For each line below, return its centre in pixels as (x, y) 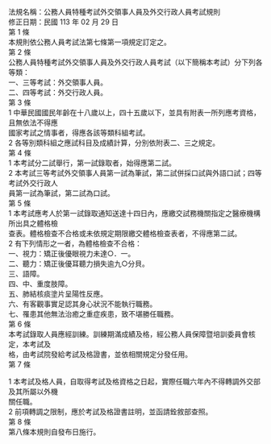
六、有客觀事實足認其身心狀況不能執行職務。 (83, 304)
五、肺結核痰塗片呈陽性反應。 (58, 294)
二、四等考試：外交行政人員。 (58, 92)
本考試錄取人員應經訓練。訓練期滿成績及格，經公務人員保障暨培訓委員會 (128, 334)
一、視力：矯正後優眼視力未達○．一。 (72, 253)
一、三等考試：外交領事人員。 (58, 82)
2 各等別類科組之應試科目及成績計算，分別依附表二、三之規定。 (114, 143)
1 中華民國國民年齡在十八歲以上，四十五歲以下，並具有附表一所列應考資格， (134, 112)
